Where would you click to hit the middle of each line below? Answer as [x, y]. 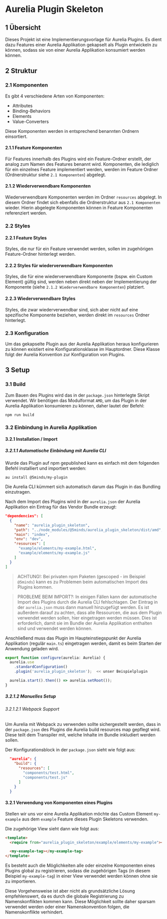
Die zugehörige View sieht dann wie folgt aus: [52, 828]
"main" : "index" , [32, 534]
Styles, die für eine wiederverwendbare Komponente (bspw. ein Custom [79, 277]
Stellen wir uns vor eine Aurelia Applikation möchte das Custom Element [79, 814]
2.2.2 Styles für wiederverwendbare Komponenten [59, 265]
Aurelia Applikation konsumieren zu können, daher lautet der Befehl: [75, 406]
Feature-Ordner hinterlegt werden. [41, 254]
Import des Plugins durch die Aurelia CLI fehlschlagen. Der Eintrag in [87, 602]
